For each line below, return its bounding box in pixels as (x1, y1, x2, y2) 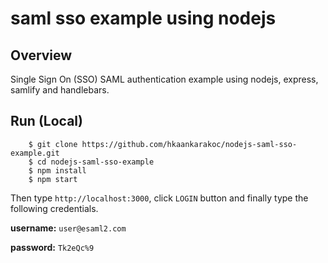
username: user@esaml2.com (10, 222, 127, 234)
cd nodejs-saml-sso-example (36, 157, 155, 167)
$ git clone (28, 139, 78, 149)
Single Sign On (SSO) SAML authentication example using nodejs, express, (10, 73, 319, 85)
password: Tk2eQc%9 (10, 241, 95, 253)
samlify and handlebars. (10, 84, 110, 96)
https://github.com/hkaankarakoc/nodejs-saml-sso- (81, 139, 298, 149)
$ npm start (28, 174, 78, 184)
